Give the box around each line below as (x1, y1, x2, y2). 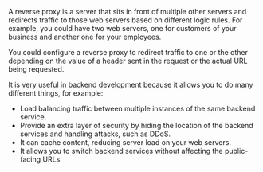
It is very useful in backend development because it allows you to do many (8, 80, 253, 89)
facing (19, 154, 41, 164)
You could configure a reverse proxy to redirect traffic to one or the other (8, 48, 249, 57)
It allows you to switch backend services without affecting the (19, 147, 223, 155)
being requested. (8, 64, 65, 74)
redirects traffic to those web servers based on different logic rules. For (8, 15, 243, 25)
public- (224, 147, 249, 155)
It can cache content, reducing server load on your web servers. (19, 138, 231, 147)
